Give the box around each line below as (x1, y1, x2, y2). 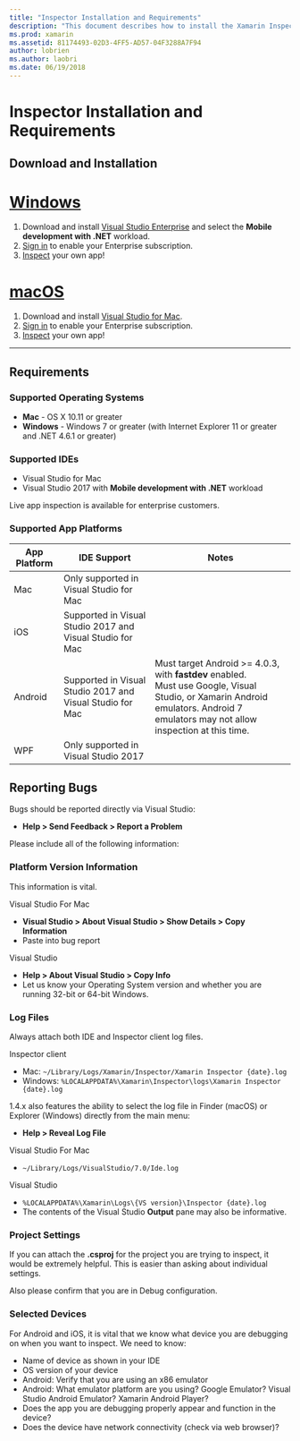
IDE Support (79, 551, 131, 564)
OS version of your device (21, 1364, 119, 1375)
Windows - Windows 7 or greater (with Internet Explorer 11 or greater (21, 422, 278, 432)
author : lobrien (9, 47, 70, 55)
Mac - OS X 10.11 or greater (21, 412, 123, 422)
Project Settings (9, 1228, 80, 1241)
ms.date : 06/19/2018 (9, 64, 87, 72)
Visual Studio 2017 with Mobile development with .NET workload (21, 482, 263, 493)
